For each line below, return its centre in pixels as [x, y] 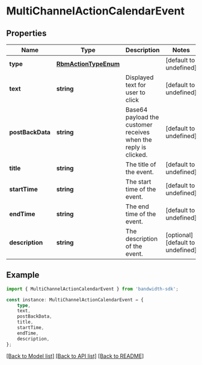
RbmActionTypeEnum [88, 64]
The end [137, 207]
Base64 [136, 110]
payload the [142, 117]
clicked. [136, 155]
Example [23, 275]
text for [136, 85]
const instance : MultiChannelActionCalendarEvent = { [75, 300]
